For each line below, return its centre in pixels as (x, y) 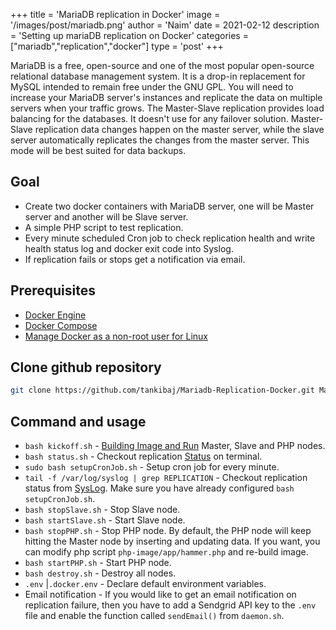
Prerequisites (53, 290)
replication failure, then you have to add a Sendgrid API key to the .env (170, 605)
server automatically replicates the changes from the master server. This (160, 140)
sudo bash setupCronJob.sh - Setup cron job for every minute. (152, 467)
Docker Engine (55, 315)
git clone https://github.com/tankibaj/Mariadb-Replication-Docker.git (162, 390)
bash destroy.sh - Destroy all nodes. (100, 573)
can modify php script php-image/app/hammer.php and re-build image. (166, 552)
